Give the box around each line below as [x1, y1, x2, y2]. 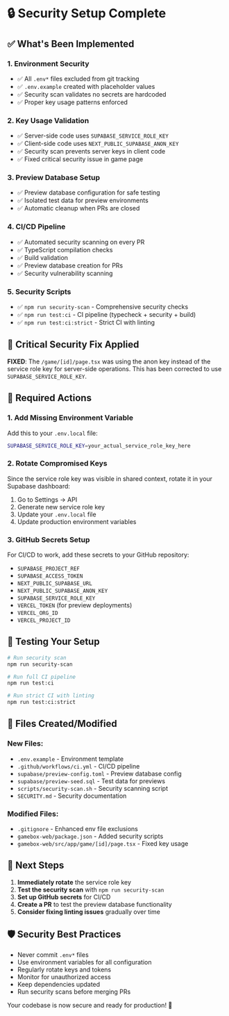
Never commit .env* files [17, 950, 89, 959]
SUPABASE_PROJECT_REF [17, 566, 80, 573]
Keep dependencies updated [17, 980, 101, 988]
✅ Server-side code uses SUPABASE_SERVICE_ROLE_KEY [17, 131, 169, 140]
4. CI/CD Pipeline [7, 222, 66, 231]
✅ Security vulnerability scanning [17, 269, 113, 277]
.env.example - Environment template [17, 755, 124, 763]
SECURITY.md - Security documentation [17, 792, 127, 800]
